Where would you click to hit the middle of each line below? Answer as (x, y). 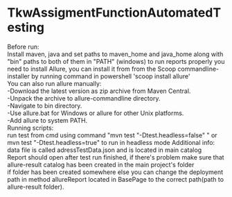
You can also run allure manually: (54, 83)
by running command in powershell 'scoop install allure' (110, 76)
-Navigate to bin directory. (45, 105)
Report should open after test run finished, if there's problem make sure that (116, 157)
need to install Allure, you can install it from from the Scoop (92, 69)
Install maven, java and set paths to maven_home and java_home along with (115, 54)
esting (26, 27)
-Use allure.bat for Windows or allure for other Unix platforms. (96, 113)
